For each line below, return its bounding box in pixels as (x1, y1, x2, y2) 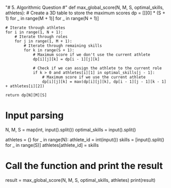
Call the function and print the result (5, 160, 163, 172)
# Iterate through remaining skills (24, 43, 102, 48)
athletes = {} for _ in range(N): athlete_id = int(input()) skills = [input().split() (5, 136, 164, 143)
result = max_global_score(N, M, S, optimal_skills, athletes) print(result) (5, 177, 156, 183)
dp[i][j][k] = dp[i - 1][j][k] (32, 57, 100, 62)
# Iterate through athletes (5, 25, 66, 30)
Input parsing (5, 110, 64, 121)
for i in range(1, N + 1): (5, 30, 63, 35)
